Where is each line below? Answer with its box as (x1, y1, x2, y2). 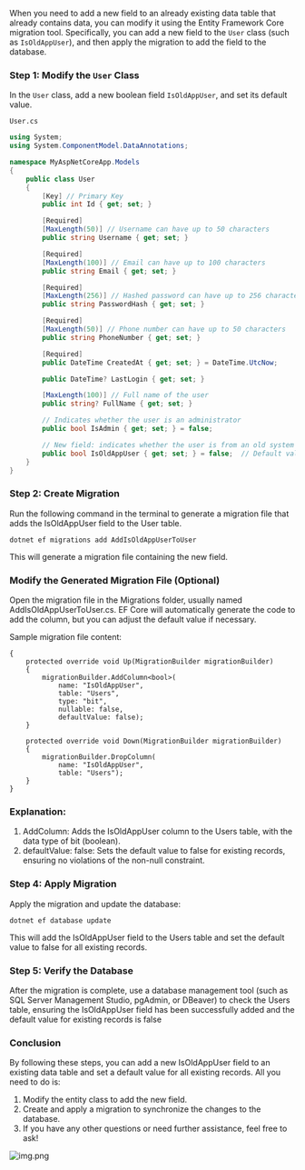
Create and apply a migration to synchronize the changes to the (22, 1104, 261, 1115)
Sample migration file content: (9, 632, 123, 643)
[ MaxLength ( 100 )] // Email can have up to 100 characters (42, 258, 266, 267)
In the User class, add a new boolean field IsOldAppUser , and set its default (9, 90, 288, 101)
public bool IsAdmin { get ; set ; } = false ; (42, 425, 213, 434)
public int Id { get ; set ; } (42, 200, 152, 209)
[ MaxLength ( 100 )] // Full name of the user (42, 391, 209, 400)
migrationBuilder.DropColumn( (42, 753, 156, 762)
